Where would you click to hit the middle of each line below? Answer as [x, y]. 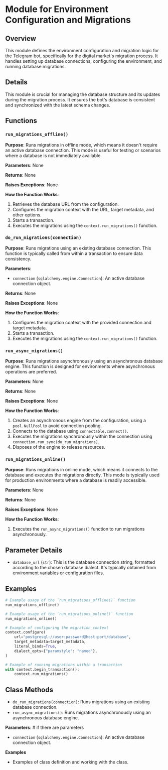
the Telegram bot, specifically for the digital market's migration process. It [81, 56]
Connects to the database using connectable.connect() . [70, 431]
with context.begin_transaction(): [42, 669]
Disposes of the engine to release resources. [59, 447]
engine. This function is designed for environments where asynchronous [80, 366]
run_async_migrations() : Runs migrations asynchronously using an [82, 713]
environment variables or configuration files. [58, 573]
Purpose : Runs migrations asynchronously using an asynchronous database [84, 361]
